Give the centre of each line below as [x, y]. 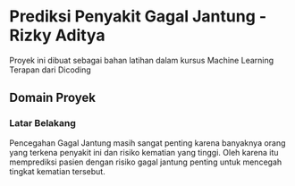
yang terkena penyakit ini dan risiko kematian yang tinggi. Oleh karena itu [144, 152]
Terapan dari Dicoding [50, 70]
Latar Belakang [42, 123]
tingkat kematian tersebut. [57, 171]
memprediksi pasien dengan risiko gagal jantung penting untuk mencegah [146, 162]
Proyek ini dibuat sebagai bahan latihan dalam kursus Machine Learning [142, 60]
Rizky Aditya [57, 35]
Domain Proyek [53, 98]
